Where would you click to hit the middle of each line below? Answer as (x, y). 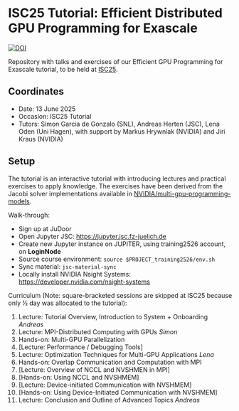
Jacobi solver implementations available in (70, 193)
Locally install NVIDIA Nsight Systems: (74, 274)
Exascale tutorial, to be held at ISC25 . (63, 69)
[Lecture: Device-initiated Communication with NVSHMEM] (105, 385)
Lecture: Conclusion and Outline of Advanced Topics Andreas (109, 400)
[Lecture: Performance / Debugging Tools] (80, 347)
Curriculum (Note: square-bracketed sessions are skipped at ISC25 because (120, 295)
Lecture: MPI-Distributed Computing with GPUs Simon (98, 331)
